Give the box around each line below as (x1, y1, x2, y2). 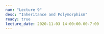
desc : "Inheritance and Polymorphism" (5, 12, 88, 17)
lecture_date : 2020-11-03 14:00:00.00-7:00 (5, 21, 99, 26)
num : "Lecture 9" (5, 7, 42, 12)
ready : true (5, 16, 31, 21)
